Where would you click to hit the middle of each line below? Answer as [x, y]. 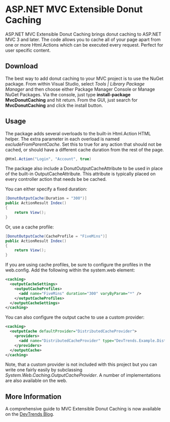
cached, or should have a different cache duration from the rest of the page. [85, 149]
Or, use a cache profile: [30, 227]
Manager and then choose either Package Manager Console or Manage [80, 89]
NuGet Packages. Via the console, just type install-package [68, 94]
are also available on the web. [36, 380]
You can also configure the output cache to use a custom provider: [75, 317]
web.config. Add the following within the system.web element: [70, 270]
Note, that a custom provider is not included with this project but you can [81, 365]
